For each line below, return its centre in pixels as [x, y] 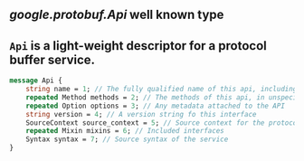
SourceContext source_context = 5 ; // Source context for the [145, 123]
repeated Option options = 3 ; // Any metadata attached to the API [155, 106]
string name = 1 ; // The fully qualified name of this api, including [161, 90]
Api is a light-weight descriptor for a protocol [138, 46]
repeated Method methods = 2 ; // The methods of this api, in [145, 97]
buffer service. [52, 59]
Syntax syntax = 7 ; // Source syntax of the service [127, 139]
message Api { [36, 80]
